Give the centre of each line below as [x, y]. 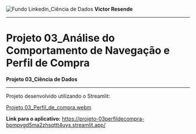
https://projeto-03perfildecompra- [103, 118]
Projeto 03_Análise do [60, 38]
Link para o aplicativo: [34, 118]
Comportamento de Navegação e [88, 51]
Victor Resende [113, 9]
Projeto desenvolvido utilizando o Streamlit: [58, 96]
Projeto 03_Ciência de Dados [42, 79]
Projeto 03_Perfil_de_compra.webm [49, 107]
